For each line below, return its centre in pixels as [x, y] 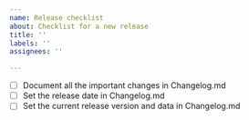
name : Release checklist [57, 18]
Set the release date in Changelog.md [93, 95]
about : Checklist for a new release [79, 26]
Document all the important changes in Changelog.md [124, 85]
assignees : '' [36, 52]
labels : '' [30, 43]
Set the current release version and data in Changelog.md [131, 106]
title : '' [28, 35]
